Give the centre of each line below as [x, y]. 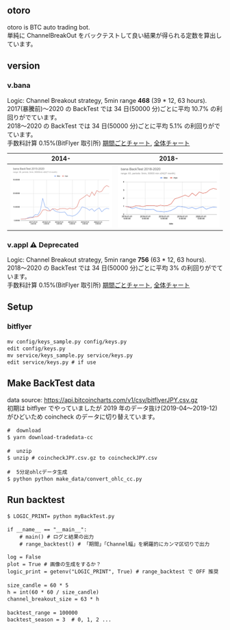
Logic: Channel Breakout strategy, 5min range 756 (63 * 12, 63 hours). [107, 260]
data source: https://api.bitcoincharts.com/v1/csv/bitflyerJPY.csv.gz [103, 399]
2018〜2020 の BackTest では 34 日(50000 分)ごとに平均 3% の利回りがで [112, 268]
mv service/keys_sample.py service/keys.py [70, 355]
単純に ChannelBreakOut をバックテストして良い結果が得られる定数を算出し [115, 35]
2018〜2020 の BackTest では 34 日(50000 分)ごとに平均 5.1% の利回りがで [114, 126]
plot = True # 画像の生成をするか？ [54, 565]
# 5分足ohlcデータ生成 [37, 472]
